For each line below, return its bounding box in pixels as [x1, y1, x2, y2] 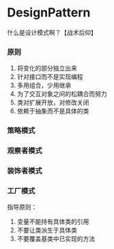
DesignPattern [7, 5, 91, 21]
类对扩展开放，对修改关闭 [16, 98, 89, 107]
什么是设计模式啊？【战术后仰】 [7, 28, 97, 36]
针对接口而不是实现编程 [16, 73, 83, 81]
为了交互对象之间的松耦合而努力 [16, 90, 107, 98]
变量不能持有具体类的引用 [16, 217, 89, 226]
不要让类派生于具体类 [16, 226, 77, 235]
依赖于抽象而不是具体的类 [16, 107, 89, 115]
